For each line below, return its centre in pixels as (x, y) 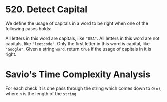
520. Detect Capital (46, 9)
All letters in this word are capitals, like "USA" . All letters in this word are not (82, 38)
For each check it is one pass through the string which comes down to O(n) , (83, 88)
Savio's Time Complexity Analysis (78, 75)
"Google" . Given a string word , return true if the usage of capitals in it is (78, 49)
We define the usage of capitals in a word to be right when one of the (77, 23)
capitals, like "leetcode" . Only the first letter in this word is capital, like (78, 43)
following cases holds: (28, 28)
